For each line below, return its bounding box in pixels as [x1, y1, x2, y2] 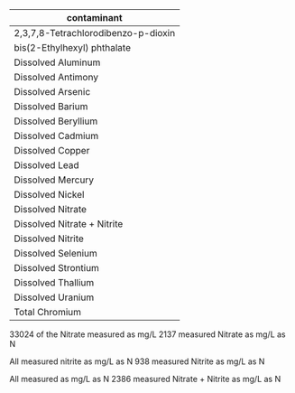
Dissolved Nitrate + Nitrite [14, 218, 124, 229]
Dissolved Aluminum [14, 56, 101, 69]
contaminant [66, 12, 124, 23]
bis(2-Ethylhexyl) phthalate [14, 42, 131, 53]
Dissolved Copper [14, 145, 90, 156]
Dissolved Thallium [14, 276, 95, 288]
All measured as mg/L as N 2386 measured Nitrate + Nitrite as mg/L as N [9, 374, 281, 384]
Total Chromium [14, 306, 82, 318]
